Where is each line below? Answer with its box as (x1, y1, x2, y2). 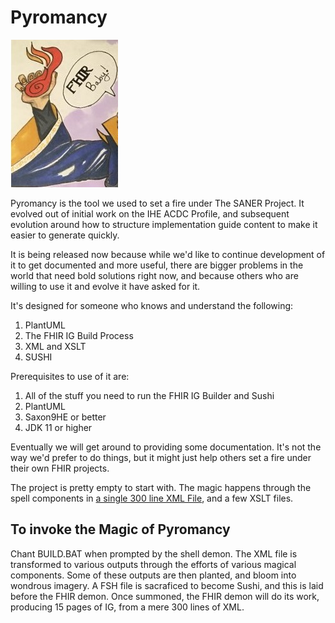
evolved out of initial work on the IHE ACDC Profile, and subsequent (10, 207, 290, 220)
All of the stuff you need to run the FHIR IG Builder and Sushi (24, 389, 275, 401)
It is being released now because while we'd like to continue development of (10, 248, 326, 260)
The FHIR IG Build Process (24, 329, 134, 341)
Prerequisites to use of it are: (10, 370, 130, 382)
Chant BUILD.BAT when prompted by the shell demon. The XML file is (10, 547, 298, 560)
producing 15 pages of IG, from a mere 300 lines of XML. (10, 601, 245, 613)
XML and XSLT (24, 340, 87, 352)
